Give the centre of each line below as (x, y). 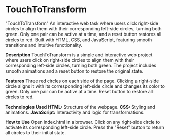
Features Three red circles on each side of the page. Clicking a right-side (82, 81)
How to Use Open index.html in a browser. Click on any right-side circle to (83, 122)
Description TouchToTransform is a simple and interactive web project (79, 55)
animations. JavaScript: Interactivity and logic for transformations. (75, 112)
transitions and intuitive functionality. (44, 45)
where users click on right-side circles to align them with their (70, 60)
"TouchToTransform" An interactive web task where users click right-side (82, 23)
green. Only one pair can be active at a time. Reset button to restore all (79, 91)
